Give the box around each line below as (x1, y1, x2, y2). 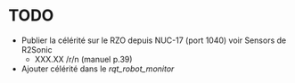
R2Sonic (20, 44, 53, 54)
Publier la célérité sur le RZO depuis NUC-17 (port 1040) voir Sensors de (20, 35, 287, 46)
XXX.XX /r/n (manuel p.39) (34, 54, 133, 64)
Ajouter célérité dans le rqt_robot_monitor (20, 63, 175, 74)
